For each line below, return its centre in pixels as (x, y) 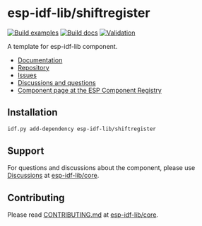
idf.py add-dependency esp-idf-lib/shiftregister (82, 129)
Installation (32, 112)
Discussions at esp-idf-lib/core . (53, 176)
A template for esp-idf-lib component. (63, 46)
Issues (27, 75)
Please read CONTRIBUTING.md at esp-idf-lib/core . (83, 215)
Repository (33, 67)
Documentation (40, 60)
